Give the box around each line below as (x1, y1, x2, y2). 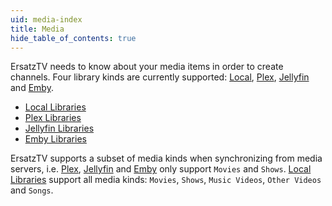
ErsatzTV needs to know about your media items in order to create (10, 61, 284, 73)
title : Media (10, 24, 65, 34)
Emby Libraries (24, 133, 87, 145)
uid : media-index (10, 14, 83, 25)
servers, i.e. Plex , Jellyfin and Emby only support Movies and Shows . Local (10, 163, 312, 175)
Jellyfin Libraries (24, 122, 95, 135)
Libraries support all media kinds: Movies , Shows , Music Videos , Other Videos (10, 174, 322, 186)
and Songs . (10, 184, 54, 196)
